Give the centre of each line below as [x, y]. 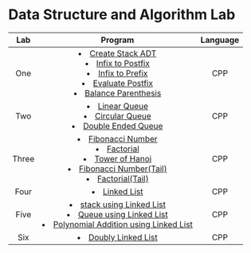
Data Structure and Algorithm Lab [122, 15]
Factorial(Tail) [123, 178]
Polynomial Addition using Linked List [123, 224]
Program [118, 40]
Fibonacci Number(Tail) [123, 169]
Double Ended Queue [123, 126]
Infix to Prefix [123, 73]
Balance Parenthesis [123, 93]
